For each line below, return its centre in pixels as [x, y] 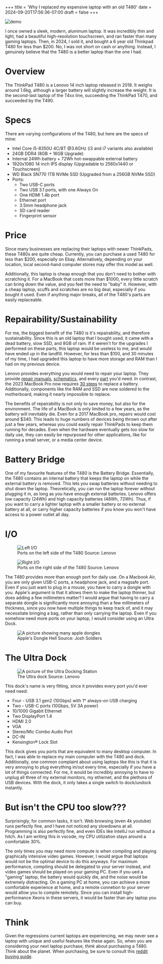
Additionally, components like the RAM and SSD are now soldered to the [77, 389]
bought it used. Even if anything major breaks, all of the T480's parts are [78, 294]
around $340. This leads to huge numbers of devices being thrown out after [81, 419]
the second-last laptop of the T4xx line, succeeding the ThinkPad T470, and [81, 95]
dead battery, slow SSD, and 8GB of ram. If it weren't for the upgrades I [77, 343]
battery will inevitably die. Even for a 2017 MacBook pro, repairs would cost [81, 414]
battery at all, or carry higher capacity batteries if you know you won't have [81, 509]
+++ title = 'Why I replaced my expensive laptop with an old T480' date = [78, 7]
